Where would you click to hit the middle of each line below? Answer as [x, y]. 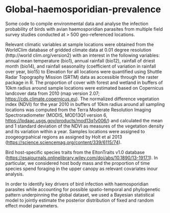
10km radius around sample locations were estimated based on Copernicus [84, 88]
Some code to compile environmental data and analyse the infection [77, 24]
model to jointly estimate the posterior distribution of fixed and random [80, 200]
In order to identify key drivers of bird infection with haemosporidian [77, 184]
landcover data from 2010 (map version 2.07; [53, 93]
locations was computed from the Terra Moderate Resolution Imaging [78, 110]
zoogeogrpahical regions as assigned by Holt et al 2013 [64, 137]
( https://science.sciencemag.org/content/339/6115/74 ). [64, 142]
